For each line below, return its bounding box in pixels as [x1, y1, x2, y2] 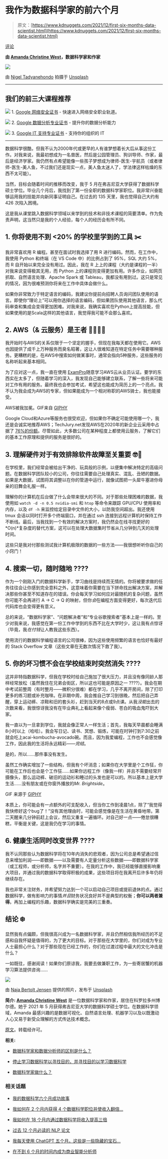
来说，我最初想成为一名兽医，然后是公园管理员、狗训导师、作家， [22, 151, 158, 157]
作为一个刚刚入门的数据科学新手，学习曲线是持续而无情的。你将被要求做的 [5, 578, 158, 584]
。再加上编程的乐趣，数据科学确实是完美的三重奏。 [9, 899, 115, 905]
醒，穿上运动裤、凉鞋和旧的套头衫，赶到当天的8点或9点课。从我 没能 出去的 [5, 698, 160, 705]
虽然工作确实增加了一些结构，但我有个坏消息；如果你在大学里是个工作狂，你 [5, 762, 163, 768]
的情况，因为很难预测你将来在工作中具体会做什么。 [5, 280, 110, 286]
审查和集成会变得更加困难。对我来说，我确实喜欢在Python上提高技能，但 [9, 303, 160, 309]
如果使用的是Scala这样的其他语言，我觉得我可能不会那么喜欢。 [5, 309, 135, 315]
